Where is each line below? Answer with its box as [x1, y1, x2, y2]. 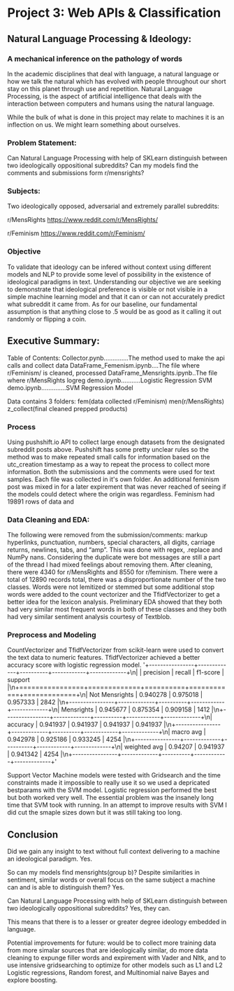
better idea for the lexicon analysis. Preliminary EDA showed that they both [7, 597, 222, 607]
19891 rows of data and [7, 497, 75, 506]
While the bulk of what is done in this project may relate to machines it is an [7, 113, 225, 121]
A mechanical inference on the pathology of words [7, 54, 183, 64]
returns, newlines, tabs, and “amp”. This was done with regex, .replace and [7, 546, 223, 554]
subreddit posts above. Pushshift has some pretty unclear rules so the [7, 445, 210, 453]
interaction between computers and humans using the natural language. [7, 99, 215, 108]
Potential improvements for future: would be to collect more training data [7, 938, 217, 947]
